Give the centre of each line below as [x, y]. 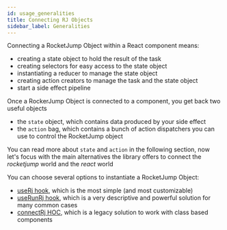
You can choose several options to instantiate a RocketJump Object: [103, 177]
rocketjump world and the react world [60, 164]
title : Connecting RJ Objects [50, 20]
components [35, 220]
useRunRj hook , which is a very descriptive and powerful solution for [113, 198]
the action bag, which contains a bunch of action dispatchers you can [116, 129]
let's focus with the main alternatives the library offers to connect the [104, 157]
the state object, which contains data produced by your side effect [111, 122]
